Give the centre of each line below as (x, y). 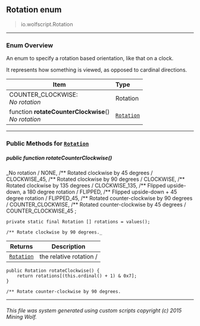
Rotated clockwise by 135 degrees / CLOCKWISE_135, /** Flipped (86, 185)
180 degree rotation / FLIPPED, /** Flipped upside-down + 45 (102, 192)
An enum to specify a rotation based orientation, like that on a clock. (90, 59)
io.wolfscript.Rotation (47, 24)
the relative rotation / (69, 256)
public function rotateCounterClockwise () (59, 158)
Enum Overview (30, 45)
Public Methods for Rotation (48, 144)
